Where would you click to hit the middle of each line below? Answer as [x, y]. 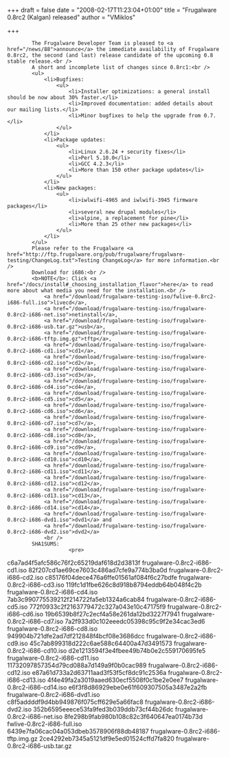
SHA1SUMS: [46, 544]
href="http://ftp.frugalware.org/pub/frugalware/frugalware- [96, 254]
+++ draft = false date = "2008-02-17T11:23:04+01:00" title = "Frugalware [112, 10]
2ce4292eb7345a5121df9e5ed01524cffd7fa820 [107, 738]
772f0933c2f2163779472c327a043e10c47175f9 [97, 607]
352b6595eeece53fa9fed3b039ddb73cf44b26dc [103, 709]
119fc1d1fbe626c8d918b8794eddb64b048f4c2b [134, 585]
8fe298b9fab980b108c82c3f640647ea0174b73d [134, 717]
